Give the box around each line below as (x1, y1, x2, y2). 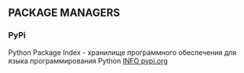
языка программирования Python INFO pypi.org (8, 56, 169, 65)
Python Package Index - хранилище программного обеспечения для (8, 47, 237, 57)
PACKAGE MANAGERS (8, 6, 120, 20)
